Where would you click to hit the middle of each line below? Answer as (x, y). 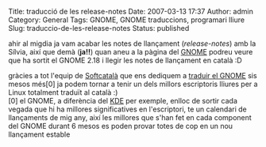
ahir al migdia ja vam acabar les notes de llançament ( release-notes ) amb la (132, 43)
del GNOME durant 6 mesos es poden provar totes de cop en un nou (120, 126)
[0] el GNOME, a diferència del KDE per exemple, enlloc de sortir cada (123, 101)
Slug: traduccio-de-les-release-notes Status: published (99, 28)
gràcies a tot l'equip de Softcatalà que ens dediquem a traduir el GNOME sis (133, 75)
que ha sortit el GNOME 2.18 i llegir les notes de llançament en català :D (125, 60)
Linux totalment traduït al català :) (63, 92)
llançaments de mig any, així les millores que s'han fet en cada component (130, 117)
